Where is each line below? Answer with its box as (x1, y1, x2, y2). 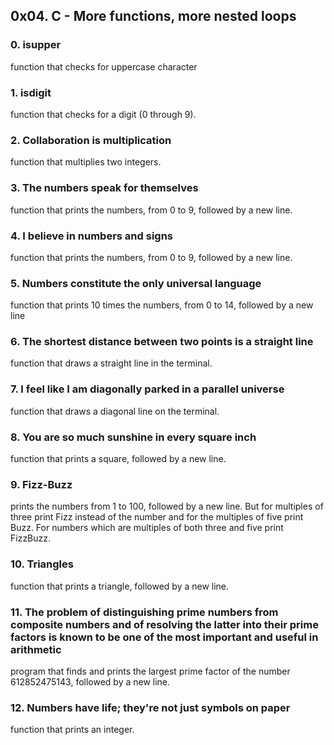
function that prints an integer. (10, 724, 135, 736)
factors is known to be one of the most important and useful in (10, 630, 319, 644)
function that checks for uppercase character (10, 60, 198, 73)
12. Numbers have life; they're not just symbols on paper (10, 700, 291, 714)
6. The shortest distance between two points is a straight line (10, 335, 314, 349)
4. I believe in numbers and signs (10, 229, 174, 243)
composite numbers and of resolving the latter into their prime (10, 617, 319, 631)
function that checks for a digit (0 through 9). (10, 108, 197, 120)
